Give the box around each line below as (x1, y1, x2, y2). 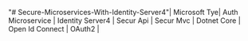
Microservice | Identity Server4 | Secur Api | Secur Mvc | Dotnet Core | (8, 16, 241, 25)
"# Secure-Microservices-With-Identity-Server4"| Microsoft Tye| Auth (8, 8, 238, 17)
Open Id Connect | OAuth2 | (8, 24, 100, 33)
